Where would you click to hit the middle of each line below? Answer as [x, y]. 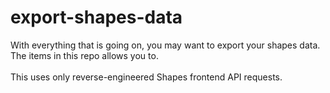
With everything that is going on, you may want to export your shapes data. [165, 45]
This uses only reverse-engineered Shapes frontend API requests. [146, 77]
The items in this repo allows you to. [84, 55]
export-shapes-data [96, 17]
